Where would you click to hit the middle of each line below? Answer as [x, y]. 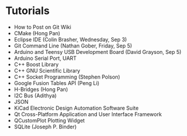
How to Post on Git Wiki [42, 27]
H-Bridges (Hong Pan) [41, 89]
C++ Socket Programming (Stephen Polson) [67, 77]
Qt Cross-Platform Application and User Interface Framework [88, 114]
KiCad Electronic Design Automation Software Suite [76, 108]
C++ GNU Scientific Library [47, 70]
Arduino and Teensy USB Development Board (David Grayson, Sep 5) [98, 52]
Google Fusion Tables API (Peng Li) [57, 83]
